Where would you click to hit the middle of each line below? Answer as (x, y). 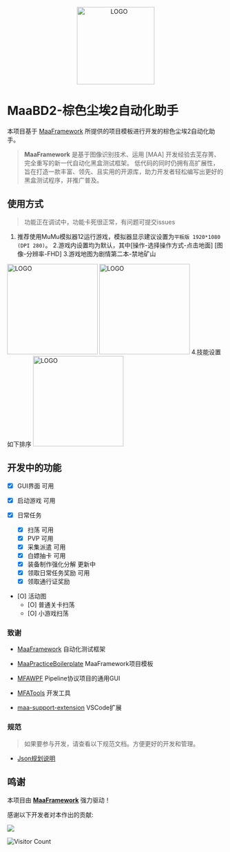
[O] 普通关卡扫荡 (51, 605)
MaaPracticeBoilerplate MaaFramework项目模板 (85, 664)
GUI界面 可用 (35, 486)
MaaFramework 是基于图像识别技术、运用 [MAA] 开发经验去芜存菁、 (122, 154)
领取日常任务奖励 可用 (59, 573)
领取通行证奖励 (49, 581)
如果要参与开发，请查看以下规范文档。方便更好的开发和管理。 (112, 743)
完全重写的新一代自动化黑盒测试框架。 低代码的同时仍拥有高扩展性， (121, 163)
